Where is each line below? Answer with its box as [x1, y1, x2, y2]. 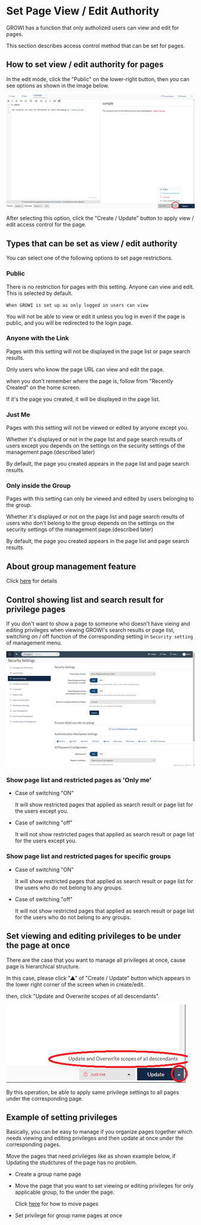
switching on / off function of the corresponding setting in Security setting [6, 633, 193, 640]
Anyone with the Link [6, 334, 69, 342]
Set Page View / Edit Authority [6, 4, 160, 18]
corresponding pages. [6, 1141, 61, 1148]
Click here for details [6, 577, 58, 585]
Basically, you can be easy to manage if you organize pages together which [6, 1128, 193, 1135]
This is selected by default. [6, 290, 73, 297]
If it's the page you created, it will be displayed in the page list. [6, 395, 160, 403]
